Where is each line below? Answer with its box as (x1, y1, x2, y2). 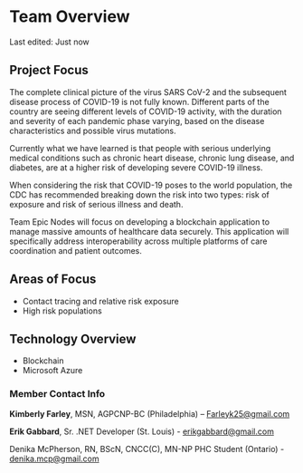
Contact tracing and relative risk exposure (22, 295, 179, 306)
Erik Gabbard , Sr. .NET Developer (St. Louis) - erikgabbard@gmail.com (9, 426, 274, 437)
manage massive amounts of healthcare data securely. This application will (9, 226, 289, 236)
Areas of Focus (9, 272, 97, 287)
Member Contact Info (9, 388, 106, 401)
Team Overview (9, 6, 130, 27)
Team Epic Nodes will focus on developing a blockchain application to (9, 216, 270, 227)
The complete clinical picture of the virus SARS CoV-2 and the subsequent (9, 86, 288, 97)
